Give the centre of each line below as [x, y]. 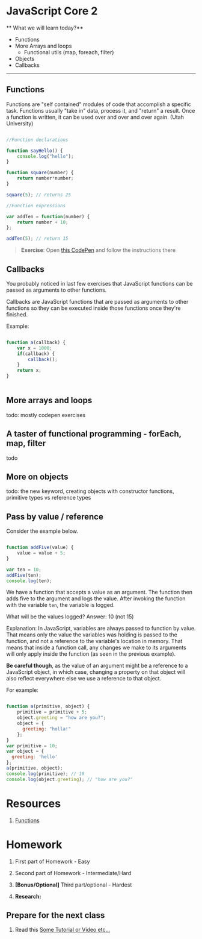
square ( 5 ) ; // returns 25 [38, 195]
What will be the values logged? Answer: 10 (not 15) [70, 617]
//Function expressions [36, 206]
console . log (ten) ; [29, 581]
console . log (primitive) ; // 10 [45, 774]
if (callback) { [36, 354]
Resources [34, 803]
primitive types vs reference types [49, 498]
